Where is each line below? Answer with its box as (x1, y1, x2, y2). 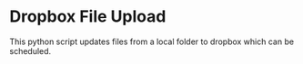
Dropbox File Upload (9, 6, 167, 27)
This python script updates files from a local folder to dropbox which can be (9, 36, 294, 47)
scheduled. (9, 45, 52, 56)
